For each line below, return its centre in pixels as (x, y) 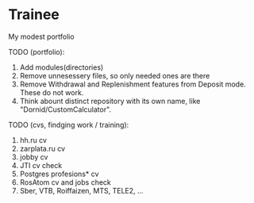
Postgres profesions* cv (59, 174)
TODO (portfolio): (37, 52)
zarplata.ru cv (42, 148)
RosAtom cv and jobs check (65, 182)
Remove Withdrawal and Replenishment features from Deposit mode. (133, 84)
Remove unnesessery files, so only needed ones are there (115, 75)
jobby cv (34, 157)
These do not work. (52, 92)
